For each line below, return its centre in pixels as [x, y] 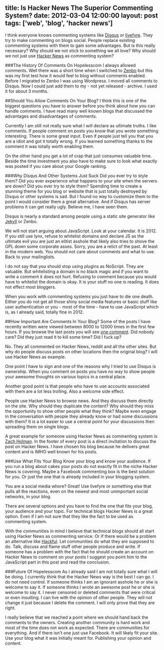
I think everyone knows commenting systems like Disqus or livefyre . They [79, 35]
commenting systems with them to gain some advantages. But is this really [80, 45]
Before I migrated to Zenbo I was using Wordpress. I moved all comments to [81, 81]
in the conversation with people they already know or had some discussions [81, 416]
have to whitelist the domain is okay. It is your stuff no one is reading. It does [82, 282]
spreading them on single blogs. [37, 427]
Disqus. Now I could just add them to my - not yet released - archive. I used [81, 86]
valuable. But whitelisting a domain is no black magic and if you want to [77, 271]
